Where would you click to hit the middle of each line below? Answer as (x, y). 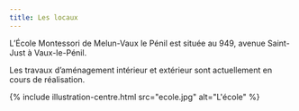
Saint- (278, 43)
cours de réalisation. (47, 79)
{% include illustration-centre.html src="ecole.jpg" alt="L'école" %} (135, 97)
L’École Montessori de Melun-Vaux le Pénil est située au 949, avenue (137, 43)
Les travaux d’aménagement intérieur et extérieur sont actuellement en (141, 70)
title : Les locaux (44, 17)
